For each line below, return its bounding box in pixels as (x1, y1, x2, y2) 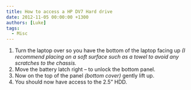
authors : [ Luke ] (6, 20, 46, 25)
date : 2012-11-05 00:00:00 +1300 (6, 14, 89, 20)
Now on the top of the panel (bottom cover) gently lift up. (14, 72, 155, 79)
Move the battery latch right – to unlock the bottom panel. (14, 66, 155, 73)
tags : (6, 25, 20, 31)
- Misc (11, 31, 28, 37)
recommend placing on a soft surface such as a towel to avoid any (14, 53, 179, 60)
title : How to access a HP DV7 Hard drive (6, 8, 113, 15)
